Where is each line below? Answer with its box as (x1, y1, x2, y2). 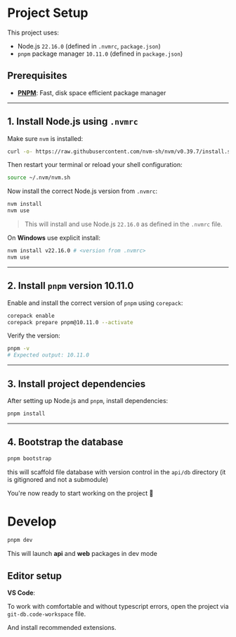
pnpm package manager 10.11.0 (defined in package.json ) (17, 49, 183, 58)
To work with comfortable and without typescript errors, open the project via (7, 602, 229, 611)
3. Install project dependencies (7, 378, 146, 390)
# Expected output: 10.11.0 (7, 352, 90, 359)
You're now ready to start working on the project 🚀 (7, 488, 154, 497)
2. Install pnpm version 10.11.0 (7, 280, 134, 292)
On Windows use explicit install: (7, 234, 100, 242)
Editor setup (7, 569, 62, 582)
